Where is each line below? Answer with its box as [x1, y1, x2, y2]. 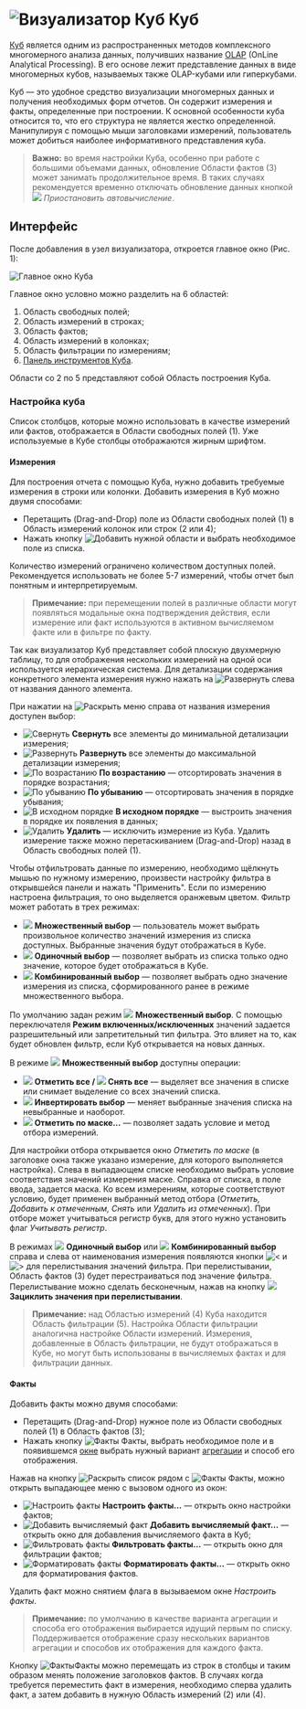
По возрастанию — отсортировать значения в [99, 768, 282, 779]
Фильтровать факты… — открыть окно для [111, 1539, 283, 1550]
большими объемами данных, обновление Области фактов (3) [31, 162, 278, 173]
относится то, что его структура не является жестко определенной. [9, 115, 277, 126]
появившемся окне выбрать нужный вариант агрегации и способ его [22, 1445, 295, 1457]
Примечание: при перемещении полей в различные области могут [31, 598, 297, 609]
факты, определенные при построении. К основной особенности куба [9, 105, 285, 116]
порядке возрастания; [22, 777, 111, 788]
